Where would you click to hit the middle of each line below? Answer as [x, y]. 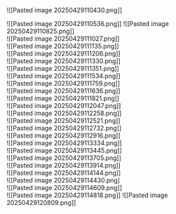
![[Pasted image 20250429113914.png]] [63, 165]
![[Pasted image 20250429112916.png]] [63, 135]
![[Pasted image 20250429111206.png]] [63, 53]
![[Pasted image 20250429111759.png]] [63, 83]
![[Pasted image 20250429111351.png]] [63, 68]
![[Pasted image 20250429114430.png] [63, 180]
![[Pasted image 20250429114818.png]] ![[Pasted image [87, 195]
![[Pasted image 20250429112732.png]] [64, 128]
